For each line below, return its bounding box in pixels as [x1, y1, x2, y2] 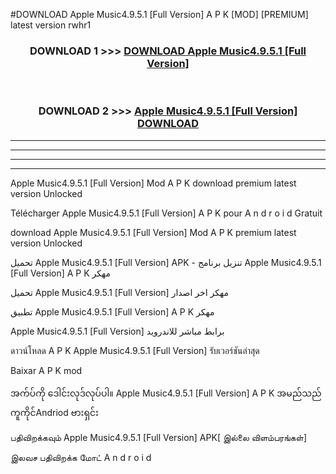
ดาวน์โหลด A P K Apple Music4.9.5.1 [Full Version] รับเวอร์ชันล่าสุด [10, 344, 260, 356]
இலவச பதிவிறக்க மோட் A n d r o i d [10, 451, 152, 463]
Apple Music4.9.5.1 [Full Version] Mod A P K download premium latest [10, 177, 297, 189]
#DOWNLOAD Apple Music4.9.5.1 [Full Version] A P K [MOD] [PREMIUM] [10, 9, 309, 20]
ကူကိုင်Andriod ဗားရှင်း [10, 406, 99, 418]
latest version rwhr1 [10, 19, 92, 31]
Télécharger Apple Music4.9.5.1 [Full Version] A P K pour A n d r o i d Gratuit [10, 207, 323, 219]
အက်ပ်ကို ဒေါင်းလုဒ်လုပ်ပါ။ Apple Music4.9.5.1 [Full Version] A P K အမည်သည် [10, 387, 322, 399]
